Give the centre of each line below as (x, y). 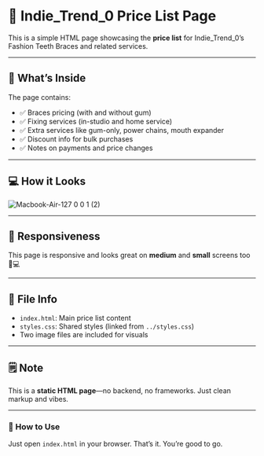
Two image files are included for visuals (84, 335)
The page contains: (39, 97)
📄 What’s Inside (47, 78)
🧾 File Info (33, 299)
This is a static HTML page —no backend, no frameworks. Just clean (120, 391)
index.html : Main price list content (75, 318)
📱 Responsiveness (54, 236)
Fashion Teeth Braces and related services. (78, 46)
